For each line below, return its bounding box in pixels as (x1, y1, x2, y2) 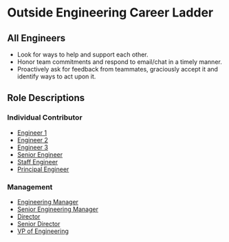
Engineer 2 (17, 135, 48, 144)
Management (7, 182, 53, 192)
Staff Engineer (17, 157, 58, 166)
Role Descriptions (7, 92, 85, 104)
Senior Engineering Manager (17, 205, 98, 213)
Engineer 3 (17, 143, 48, 151)
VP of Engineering (17, 227, 69, 235)
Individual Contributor (7, 113, 83, 122)
